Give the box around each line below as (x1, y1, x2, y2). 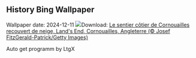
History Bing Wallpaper (6, 5, 95, 15)
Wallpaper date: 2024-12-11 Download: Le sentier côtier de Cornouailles (6, 21, 190, 28)
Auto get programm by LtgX (6, 45, 75, 52)
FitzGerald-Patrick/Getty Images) (6, 34, 88, 41)
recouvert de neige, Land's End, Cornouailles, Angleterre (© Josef (6, 27, 171, 34)
